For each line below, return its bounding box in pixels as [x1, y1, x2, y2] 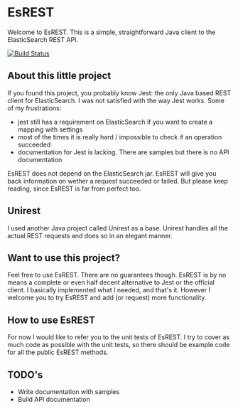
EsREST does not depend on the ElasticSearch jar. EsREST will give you [7, 169, 217, 178]
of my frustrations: [7, 104, 62, 112]
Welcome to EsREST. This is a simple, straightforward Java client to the [7, 28, 216, 36]
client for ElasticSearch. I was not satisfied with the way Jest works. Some [7, 96, 225, 105]
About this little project [7, 70, 112, 82]
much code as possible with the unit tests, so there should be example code [7, 341, 230, 349]
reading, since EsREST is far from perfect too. [7, 184, 141, 193]
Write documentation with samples [17, 388, 120, 395]
